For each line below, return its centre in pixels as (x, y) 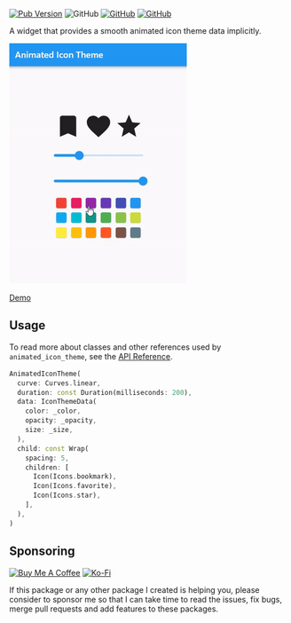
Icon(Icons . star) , (67, 496)
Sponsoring (42, 552)
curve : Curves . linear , (59, 383)
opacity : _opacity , (61, 421)
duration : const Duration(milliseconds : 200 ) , (105, 392)
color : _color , (53, 411)
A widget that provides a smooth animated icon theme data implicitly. (135, 31)
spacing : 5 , (47, 458)
